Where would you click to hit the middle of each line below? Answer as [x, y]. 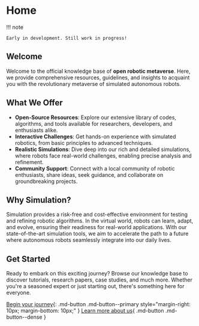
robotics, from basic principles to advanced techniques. [84, 143]
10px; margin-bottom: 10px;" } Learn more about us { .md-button [85, 311]
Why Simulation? [39, 200]
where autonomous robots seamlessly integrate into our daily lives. [89, 240]
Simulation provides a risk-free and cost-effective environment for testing [97, 215]
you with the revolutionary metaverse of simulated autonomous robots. [94, 84]
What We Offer [34, 103]
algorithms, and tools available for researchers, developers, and [94, 123]
